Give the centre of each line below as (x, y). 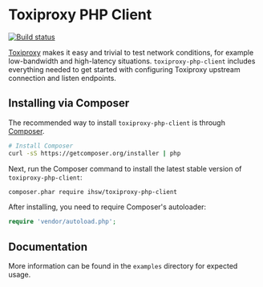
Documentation (48, 247)
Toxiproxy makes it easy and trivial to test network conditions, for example (131, 52)
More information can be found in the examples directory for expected (123, 266)
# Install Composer (41, 146)
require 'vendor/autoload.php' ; (62, 222)
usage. (20, 275)
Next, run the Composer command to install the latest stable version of (125, 168)
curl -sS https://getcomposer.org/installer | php (95, 153)
